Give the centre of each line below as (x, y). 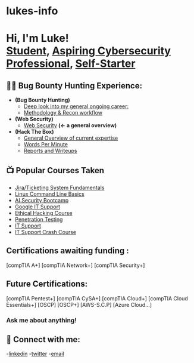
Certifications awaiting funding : (68, 251)
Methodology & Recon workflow (63, 113)
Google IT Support (37, 207)
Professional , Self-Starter (71, 64)
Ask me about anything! (42, 320)
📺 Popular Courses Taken (55, 170)
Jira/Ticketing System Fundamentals (60, 187)
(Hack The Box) (35, 132)
